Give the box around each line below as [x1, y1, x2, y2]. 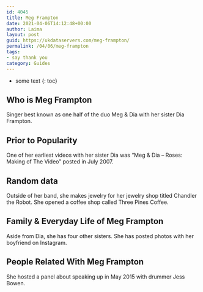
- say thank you [6, 54, 48, 61]
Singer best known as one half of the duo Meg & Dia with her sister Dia [6, 111, 185, 118]
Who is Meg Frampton [6, 94, 92, 105]
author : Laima [6, 26, 43, 32]
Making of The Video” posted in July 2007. [6, 158, 114, 165]
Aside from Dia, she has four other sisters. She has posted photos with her [6, 232, 194, 239]
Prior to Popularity [6, 135, 78, 146]
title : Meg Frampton [6, 15, 59, 21]
